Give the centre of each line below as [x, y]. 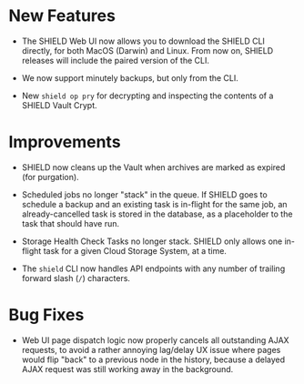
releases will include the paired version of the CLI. [116, 60]
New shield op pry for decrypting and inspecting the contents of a [147, 96]
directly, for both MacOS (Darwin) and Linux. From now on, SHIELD [147, 50]
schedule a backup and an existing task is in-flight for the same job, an [154, 204]
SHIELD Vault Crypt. [59, 105]
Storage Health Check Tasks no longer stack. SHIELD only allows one [152, 241]
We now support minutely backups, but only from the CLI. [130, 77]
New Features [62, 16]
